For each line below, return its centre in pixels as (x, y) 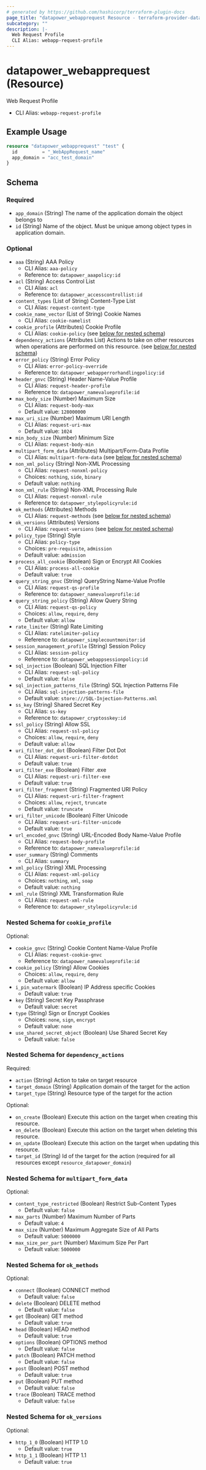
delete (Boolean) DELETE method (58, 1303)
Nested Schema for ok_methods (53, 1265)
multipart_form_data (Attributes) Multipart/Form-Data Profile (92, 451)
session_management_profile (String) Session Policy (80, 646)
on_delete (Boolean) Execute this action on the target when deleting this (106, 1130)
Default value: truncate (54, 809)
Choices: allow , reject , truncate (66, 802)
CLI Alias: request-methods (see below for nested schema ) (98, 516)
